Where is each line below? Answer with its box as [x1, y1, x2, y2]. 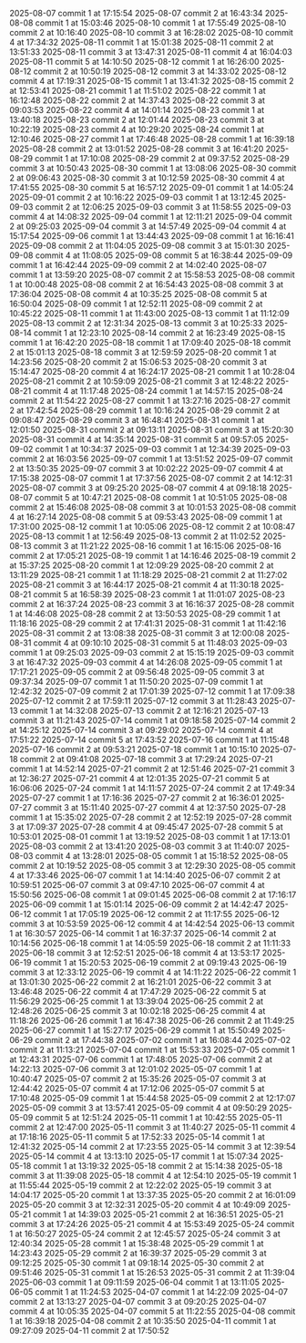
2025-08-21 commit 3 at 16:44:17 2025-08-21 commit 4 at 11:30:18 [9, 579, 260, 590]
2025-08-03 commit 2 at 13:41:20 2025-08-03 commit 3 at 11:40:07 [9, 841, 265, 852]
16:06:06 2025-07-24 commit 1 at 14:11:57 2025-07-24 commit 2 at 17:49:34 [9, 783, 296, 793]
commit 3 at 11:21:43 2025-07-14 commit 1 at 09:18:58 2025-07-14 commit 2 [9, 715, 296, 726]
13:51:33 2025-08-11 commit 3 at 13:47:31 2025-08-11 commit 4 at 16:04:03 [9, 46, 293, 57]
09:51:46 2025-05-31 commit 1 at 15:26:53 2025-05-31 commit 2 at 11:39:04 [9, 1267, 296, 1277]
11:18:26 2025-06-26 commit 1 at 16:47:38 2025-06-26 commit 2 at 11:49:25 [9, 1016, 295, 1026]
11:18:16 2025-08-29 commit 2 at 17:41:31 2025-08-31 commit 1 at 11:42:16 [9, 618, 287, 628]
